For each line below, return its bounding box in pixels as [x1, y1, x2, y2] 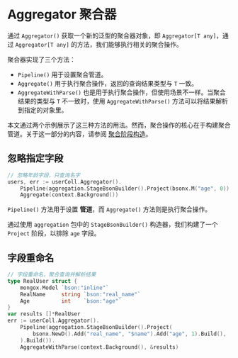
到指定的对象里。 [17, 106, 68, 114]
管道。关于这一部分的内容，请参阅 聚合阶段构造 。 [7, 129, 152, 138]
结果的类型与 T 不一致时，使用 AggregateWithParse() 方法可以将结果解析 [17, 96, 228, 105]
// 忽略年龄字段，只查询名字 [7, 172, 81, 179]
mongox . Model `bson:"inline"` [20, 284, 110, 291]
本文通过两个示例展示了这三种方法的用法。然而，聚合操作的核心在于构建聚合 [7, 121, 231, 129]
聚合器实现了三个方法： [7, 55, 76, 64]
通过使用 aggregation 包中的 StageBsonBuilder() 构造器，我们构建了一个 [7, 220, 218, 229]
